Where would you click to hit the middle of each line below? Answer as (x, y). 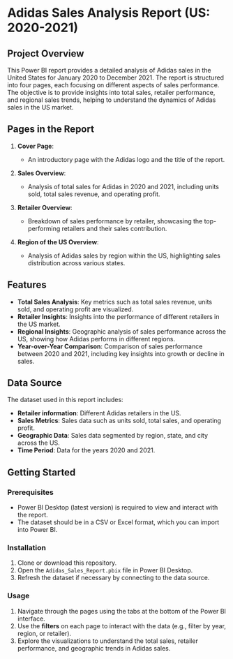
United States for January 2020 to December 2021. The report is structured (116, 77)
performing (44, 228)
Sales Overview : (42, 173)
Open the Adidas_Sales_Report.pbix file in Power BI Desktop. (105, 570)
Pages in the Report (51, 129)
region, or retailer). (44, 633)
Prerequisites (30, 492)
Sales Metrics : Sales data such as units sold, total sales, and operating (119, 421)
